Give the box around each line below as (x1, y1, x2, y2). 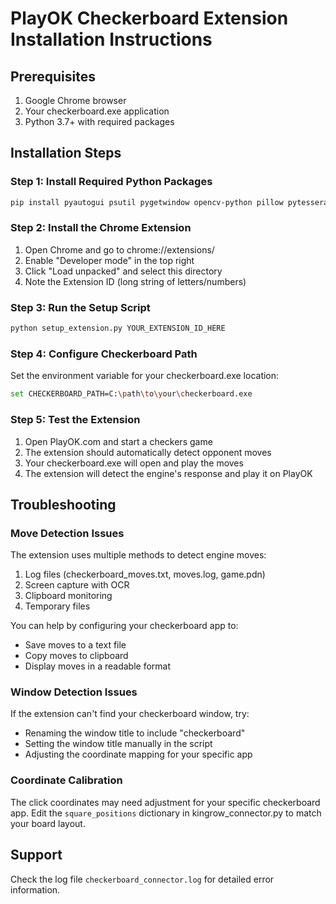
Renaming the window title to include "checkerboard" (24, 727, 246, 739)
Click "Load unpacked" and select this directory (24, 265, 223, 277)
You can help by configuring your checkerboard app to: (10, 620, 239, 632)
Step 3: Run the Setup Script (10, 300, 151, 314)
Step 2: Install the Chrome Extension (10, 221, 192, 235)
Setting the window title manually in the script (24, 738, 213, 750)
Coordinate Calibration (10, 773, 123, 787)
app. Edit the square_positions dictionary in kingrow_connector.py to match (10, 807, 322, 819)
